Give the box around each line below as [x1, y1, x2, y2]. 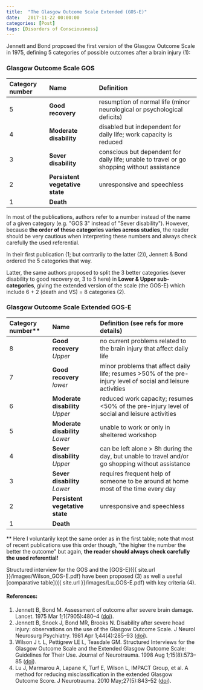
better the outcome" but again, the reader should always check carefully [6, 548, 190, 555]
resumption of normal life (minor [98, 98, 190, 106]
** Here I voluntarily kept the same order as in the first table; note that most [6, 535, 194, 542]
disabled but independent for [98, 122, 181, 131]
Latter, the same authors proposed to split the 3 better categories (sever [6, 269, 186, 276]
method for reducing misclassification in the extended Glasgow [14, 671, 173, 678]
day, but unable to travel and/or [99, 452, 189, 460]
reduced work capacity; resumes [99, 394, 193, 403]
